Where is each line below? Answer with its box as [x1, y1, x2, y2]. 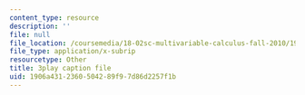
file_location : [9, 38, 67, 48]
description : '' [9, 22, 71, 31]
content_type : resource [9, 13, 100, 23]
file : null [9, 30, 51, 39]
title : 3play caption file [9, 64, 112, 73]
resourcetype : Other [9, 55, 88, 64]
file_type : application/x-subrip [9, 47, 136, 56]
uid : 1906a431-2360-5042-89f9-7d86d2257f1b [9, 72, 177, 81]
